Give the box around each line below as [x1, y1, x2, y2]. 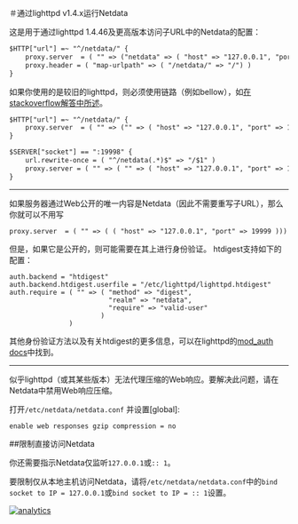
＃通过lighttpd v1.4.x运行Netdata [9, 8, 129, 18]
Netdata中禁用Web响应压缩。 [9, 385, 117, 395]
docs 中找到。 [9, 346, 59, 357]
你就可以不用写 [9, 209, 64, 219]
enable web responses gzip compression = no [9, 421, 176, 431]
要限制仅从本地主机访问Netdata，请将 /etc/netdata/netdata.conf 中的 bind [9, 476, 278, 487]
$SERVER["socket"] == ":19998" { [9, 147, 133, 157]
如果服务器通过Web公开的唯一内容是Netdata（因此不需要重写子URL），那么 [9, 198, 284, 209]
